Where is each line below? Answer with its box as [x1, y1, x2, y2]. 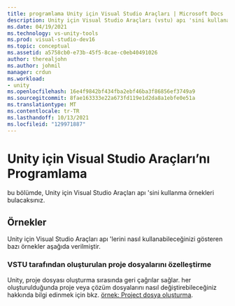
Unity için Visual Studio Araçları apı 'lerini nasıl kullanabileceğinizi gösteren [7, 235, 223, 243]
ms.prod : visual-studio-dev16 [7, 36, 96, 43]
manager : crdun [7, 68, 52, 75]
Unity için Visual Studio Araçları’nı [7, 151, 211, 166]
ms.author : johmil [7, 62, 61, 69]
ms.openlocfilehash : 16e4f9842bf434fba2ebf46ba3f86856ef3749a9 [7, 88, 196, 95]
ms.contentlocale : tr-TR [7, 108, 80, 115]
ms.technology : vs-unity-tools [7, 29, 99, 37]
